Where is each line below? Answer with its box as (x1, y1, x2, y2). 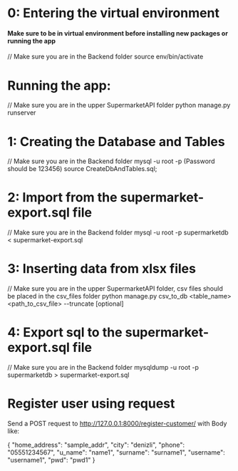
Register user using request (7, 395, 175, 412)
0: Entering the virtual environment (7, 5, 219, 21)
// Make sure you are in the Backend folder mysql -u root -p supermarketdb (7, 228, 229, 237)
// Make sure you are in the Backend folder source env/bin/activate (7, 52, 204, 61)
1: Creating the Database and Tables (7, 133, 226, 150)
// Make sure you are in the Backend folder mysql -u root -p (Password (7, 157, 215, 165)
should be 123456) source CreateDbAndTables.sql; (7, 165, 157, 173)
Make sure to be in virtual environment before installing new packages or (7, 29, 228, 37)
